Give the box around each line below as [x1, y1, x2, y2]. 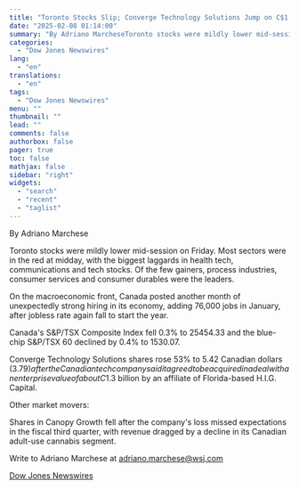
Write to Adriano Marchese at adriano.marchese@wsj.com [9, 452, 224, 463]
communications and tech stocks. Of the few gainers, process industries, [9, 264, 278, 274]
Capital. [9, 382, 37, 393]
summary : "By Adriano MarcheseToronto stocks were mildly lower [9, 29, 253, 38]
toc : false [9, 153, 50, 163]
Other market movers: [9, 399, 90, 410]
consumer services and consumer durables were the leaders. [9, 273, 235, 284]
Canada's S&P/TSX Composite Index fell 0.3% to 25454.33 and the [9, 327, 255, 338]
